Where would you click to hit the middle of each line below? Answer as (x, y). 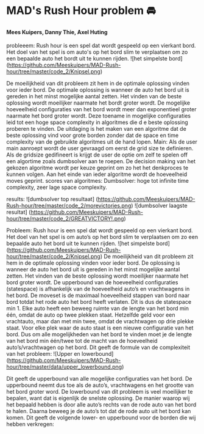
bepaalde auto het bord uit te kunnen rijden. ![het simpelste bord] (88, 243)
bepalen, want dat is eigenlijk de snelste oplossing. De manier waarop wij (98, 398)
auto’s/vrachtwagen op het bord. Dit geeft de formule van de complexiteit (98, 347)
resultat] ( (19, 212)
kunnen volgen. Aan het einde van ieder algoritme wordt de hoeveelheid (97, 174)
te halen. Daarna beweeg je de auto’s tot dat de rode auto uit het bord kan (99, 411)
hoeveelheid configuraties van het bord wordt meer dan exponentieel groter (101, 109)
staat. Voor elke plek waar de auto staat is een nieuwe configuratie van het (100, 328)
